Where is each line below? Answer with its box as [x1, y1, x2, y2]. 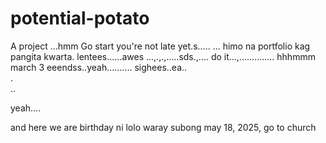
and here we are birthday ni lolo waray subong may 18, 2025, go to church [10, 121, 317, 133]
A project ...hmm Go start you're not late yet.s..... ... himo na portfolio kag [10, 40, 311, 52]
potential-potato [10, 7, 150, 30]
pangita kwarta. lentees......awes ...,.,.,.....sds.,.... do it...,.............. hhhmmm [10, 50, 316, 62]
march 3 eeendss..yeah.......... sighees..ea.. [10, 61, 188, 73]
